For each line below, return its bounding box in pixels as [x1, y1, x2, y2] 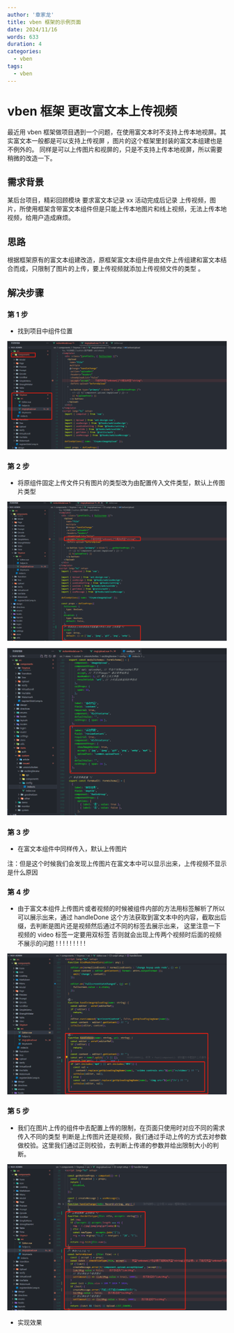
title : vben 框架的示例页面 [7, 18, 81, 26]
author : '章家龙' [7, 11, 54, 18]
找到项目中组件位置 [17, 327, 73, 335]
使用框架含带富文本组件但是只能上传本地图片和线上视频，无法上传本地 [25, 204, 227, 213]
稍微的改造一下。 [7, 154, 56, 162]
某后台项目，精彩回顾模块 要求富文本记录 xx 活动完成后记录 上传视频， [7, 196, 210, 204]
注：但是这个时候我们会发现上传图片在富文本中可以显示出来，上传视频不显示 [7, 859, 227, 867]
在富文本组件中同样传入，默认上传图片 [17, 844, 127, 853]
